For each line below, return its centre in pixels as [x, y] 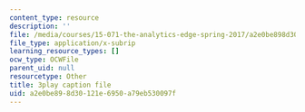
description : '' [40, 26]
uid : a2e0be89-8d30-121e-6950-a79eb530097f [93, 93]
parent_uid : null [42, 69]
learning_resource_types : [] [64, 51]
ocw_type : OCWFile [44, 60]
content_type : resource [54, 18]
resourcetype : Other [49, 77]
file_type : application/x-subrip [73, 43]
